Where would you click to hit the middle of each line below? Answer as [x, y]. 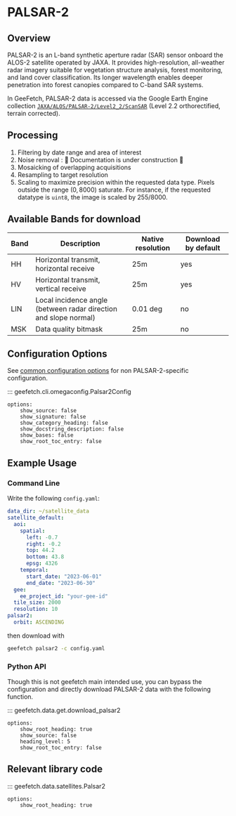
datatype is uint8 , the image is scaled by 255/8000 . [93, 197]
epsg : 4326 [42, 564]
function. [20, 697]
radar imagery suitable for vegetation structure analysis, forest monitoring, [115, 70]
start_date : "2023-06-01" [64, 577]
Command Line [34, 483]
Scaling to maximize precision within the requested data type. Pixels [116, 182]
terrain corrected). [34, 113]
